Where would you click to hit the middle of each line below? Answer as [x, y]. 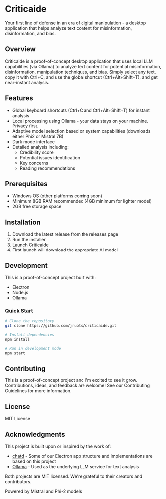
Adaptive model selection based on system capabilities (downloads [81, 131]
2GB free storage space [37, 206]
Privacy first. [25, 126]
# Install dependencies [30, 335]
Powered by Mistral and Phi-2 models [43, 491]
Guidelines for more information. [38, 391]
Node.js [20, 293]
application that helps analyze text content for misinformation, [69, 28]
